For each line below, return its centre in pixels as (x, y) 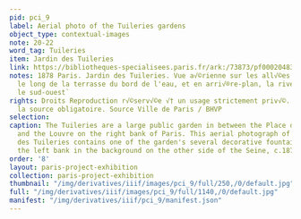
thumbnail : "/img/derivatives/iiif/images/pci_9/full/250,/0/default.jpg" (152, 184)
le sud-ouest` (43, 92)
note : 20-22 (31, 42)
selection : (30, 117)
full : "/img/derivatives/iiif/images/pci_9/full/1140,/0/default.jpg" (144, 192)
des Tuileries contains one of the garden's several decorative (140, 142)
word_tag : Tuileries (48, 51)
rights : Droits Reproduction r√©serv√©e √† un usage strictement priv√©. (150, 101)
